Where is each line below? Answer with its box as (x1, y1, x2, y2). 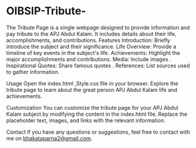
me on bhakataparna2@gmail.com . (6, 134, 93, 141)
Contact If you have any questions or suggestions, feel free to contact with (6, 128, 190, 135)
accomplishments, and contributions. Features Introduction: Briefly (6, 36, 170, 44)
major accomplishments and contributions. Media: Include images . (6, 55, 171, 63)
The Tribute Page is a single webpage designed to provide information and (6, 24, 190, 31)
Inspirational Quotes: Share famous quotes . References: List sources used (6, 61, 190, 69)
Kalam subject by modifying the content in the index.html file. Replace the (6, 110, 188, 118)
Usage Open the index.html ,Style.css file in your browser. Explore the (6, 79, 179, 87)
